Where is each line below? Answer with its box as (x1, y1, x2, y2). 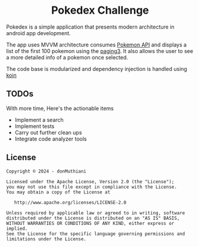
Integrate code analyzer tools (14, 135, 87, 142)
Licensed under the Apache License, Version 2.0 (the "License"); (6, 179, 175, 185)
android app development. (6, 29, 71, 36)
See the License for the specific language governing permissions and (6, 230, 185, 237)
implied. (6, 226, 28, 232)
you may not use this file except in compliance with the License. (6, 184, 178, 190)
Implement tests (14, 123, 55, 130)
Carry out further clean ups (14, 129, 82, 136)
